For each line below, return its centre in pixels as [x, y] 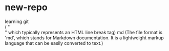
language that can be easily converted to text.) [54, 43]
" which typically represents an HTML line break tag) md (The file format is [83, 32]
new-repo [26, 7]
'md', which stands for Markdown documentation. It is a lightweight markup [84, 38]
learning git [17, 21]
